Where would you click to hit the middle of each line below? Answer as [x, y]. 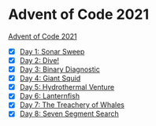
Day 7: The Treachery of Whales [72, 105]
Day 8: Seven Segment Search [69, 114]
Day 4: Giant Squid [50, 78]
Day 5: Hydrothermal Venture [67, 87]
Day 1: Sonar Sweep [52, 51]
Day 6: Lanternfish [50, 96]
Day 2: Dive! [39, 60]
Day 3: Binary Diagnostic [59, 69]
